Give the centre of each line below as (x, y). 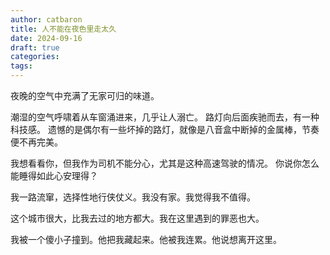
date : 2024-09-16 (46, 38)
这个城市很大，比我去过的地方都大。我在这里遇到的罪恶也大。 (137, 218)
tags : (21, 66)
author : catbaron (46, 19)
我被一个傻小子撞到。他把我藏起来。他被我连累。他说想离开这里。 (146, 239)
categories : (35, 57)
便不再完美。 (36, 142)
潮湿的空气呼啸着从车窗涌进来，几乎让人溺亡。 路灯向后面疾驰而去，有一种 (165, 117)
